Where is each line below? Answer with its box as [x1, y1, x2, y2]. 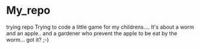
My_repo [6, 4, 51, 17]
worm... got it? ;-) [6, 36, 49, 43]
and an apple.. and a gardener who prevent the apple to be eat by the [6, 29, 178, 36]
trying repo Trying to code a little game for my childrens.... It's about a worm [6, 23, 195, 30]
